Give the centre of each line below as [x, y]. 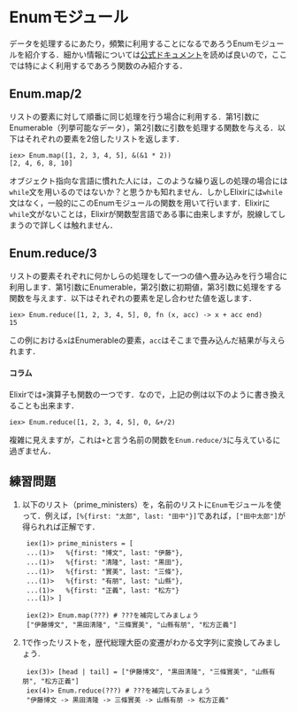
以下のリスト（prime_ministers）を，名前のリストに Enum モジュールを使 [152, 504]
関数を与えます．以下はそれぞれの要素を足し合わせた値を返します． [133, 298]
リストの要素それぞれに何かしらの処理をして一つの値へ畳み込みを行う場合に [148, 275]
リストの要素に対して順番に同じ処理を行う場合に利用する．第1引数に [135, 116]
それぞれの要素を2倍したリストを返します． [104, 138]
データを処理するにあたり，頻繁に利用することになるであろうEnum [132, 43]
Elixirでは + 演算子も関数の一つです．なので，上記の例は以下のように [132, 394]
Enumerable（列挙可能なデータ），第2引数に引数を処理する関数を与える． [144, 128]
